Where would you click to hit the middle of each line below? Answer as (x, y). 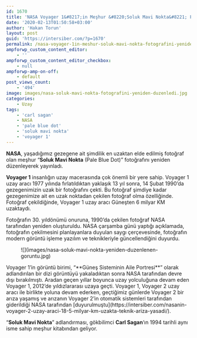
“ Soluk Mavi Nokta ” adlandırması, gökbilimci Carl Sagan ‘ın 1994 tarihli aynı (97, 322)
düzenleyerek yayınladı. (35, 166)
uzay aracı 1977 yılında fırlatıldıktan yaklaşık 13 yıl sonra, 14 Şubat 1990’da (95, 183)
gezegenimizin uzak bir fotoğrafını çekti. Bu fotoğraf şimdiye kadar (86, 190)
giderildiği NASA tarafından (39, 305)
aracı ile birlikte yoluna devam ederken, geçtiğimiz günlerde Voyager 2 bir (95, 292)
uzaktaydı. (18, 208)
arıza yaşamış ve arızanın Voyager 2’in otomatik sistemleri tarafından (89, 298)
